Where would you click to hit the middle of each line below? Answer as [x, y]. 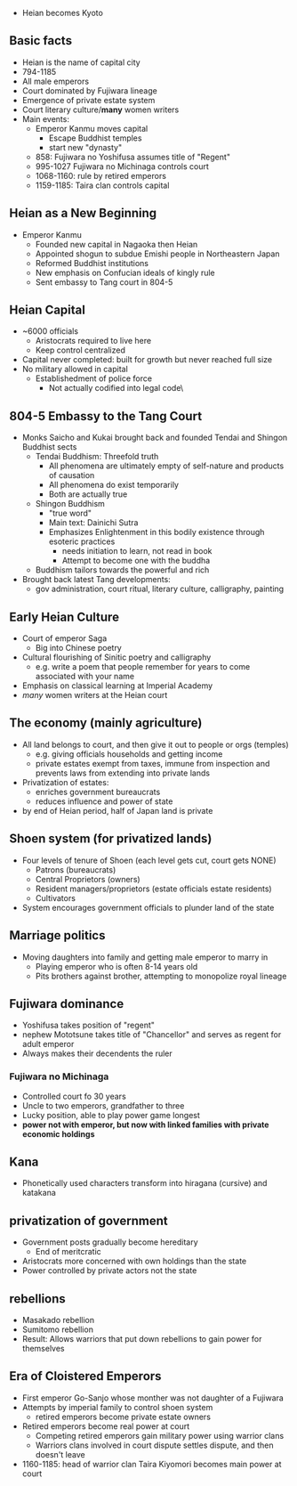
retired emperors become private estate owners [123, 1417]
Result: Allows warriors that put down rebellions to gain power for [142, 1339]
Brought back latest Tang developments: [96, 580]
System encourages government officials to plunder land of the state [148, 907]
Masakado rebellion [58, 1320]
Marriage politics [57, 935]
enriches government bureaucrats [98, 792]
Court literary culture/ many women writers [100, 110]
